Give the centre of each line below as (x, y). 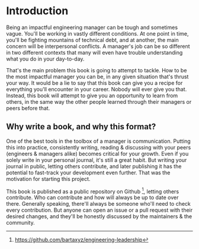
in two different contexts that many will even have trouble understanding (94, 52)
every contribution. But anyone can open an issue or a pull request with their (99, 210)
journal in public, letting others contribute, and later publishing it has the (94, 166)
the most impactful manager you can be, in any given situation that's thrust (97, 76)
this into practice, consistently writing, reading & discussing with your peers (99, 147)
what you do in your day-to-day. (45, 59)
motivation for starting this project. (48, 178)
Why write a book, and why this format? (81, 127)
